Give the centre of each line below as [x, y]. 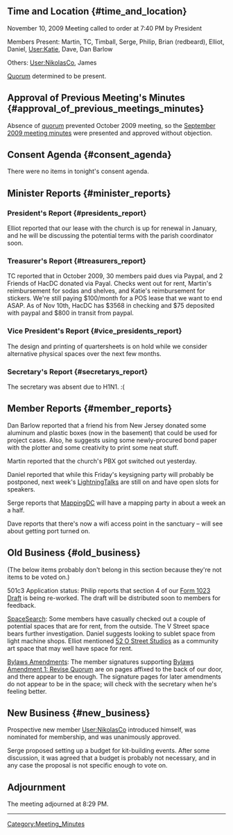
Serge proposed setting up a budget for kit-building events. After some [109, 751]
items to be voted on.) [38, 577]
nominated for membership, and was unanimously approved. [94, 737]
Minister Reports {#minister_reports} [89, 193]
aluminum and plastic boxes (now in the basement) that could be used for [112, 432]
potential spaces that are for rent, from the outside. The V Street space [109, 626]
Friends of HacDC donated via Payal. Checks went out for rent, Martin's [110, 284]
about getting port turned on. [49, 530]
